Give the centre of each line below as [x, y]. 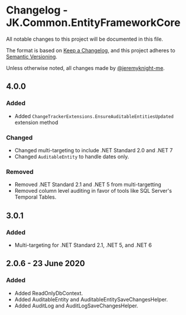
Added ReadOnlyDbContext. [49, 293]
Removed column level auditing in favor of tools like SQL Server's [93, 191]
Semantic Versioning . [32, 56]
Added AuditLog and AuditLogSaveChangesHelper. [76, 306]
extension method [36, 122]
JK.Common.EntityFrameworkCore [93, 23]
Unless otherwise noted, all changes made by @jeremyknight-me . [85, 68]
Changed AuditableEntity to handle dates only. [72, 156]
